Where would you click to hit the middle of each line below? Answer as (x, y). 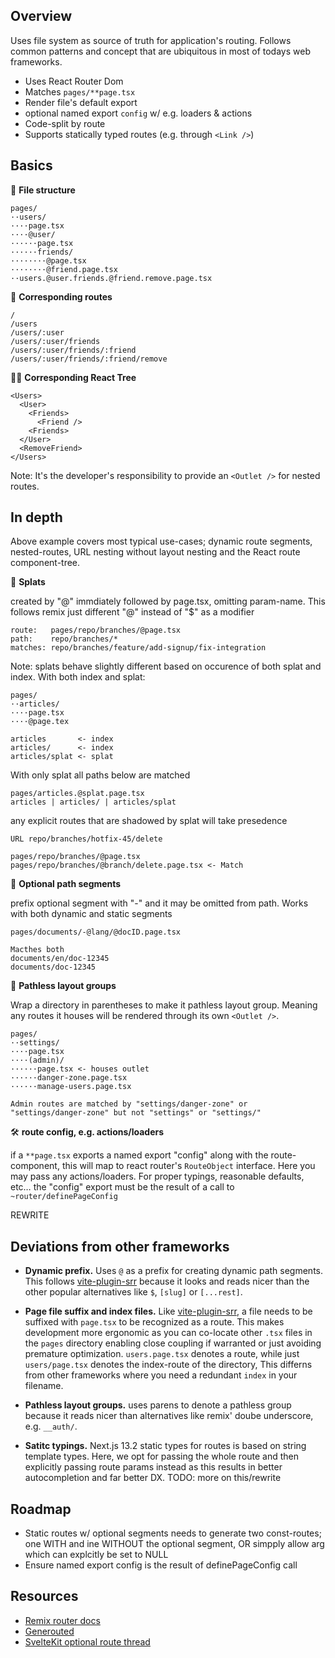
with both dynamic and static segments (91, 914)
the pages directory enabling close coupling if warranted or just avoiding (173, 1343)
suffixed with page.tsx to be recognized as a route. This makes (154, 1322)
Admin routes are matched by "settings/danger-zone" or (129, 1104)
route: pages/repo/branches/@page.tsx (96, 630)
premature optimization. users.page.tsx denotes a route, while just (162, 1354)
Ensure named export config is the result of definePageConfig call (161, 1565)
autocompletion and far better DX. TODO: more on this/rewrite (153, 1478)
